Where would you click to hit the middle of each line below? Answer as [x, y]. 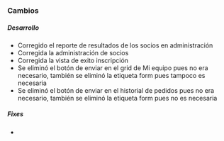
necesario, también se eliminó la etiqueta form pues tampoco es [111, 75]
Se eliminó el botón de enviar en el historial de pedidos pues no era [116, 90]
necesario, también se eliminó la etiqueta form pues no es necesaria [117, 98]
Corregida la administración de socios [73, 52]
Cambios [23, 11]
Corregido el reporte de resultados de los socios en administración [115, 45]
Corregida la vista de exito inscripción [73, 60]
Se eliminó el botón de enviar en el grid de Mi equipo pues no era [113, 68]
